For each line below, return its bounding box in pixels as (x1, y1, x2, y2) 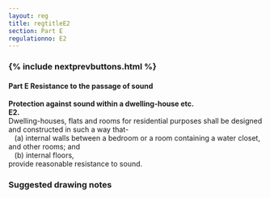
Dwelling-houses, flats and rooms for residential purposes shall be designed (8, 116, 263, 126)
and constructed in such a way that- (8, 124, 129, 134)
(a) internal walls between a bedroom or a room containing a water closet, (14, 133, 261, 143)
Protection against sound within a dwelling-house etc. (8, 99, 194, 109)
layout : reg (8, 11, 49, 20)
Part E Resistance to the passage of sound (8, 81, 154, 91)
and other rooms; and (8, 142, 81, 152)
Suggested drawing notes (8, 179, 112, 191)
